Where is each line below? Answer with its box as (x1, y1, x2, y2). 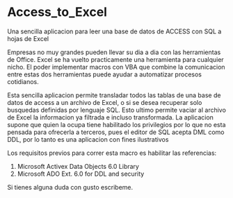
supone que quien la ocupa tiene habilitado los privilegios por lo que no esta (7, 120, 226, 129)
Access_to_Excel (7, 4, 108, 20)
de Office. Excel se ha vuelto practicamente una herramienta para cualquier (7, 55, 224, 63)
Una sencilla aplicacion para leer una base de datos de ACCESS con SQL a (7, 27, 222, 35)
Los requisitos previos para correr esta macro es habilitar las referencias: (7, 149, 217, 157)
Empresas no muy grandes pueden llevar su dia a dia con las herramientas (7, 48, 221, 56)
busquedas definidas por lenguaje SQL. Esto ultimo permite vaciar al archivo (7, 106, 226, 114)
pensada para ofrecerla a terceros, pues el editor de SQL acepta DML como (7, 128, 225, 136)
